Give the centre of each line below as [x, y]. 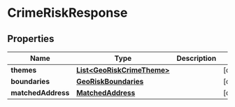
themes [24, 70]
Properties [31, 39]
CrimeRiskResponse [67, 13]
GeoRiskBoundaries [110, 81]
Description [197, 58]
